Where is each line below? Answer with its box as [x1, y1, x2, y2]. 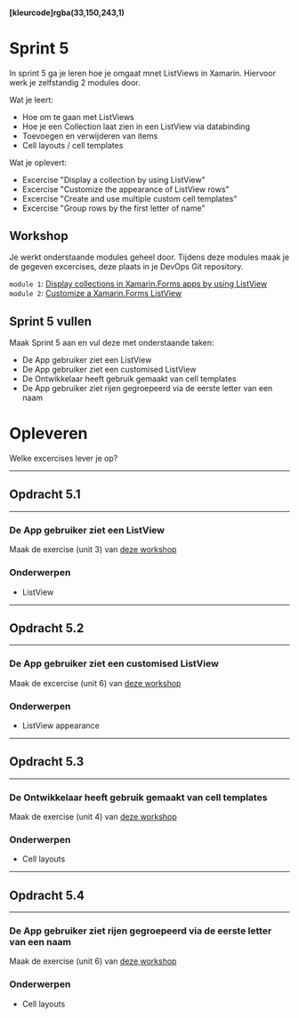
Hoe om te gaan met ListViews [21, 111, 135, 122]
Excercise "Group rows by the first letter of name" [21, 203, 206, 213]
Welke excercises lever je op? [9, 453, 118, 464]
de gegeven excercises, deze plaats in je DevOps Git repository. [9, 261, 244, 272]
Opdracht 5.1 [9, 487, 81, 502]
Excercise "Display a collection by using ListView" [21, 174, 206, 185]
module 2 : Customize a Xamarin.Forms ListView [9, 288, 182, 299]
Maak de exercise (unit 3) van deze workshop [9, 544, 177, 555]
